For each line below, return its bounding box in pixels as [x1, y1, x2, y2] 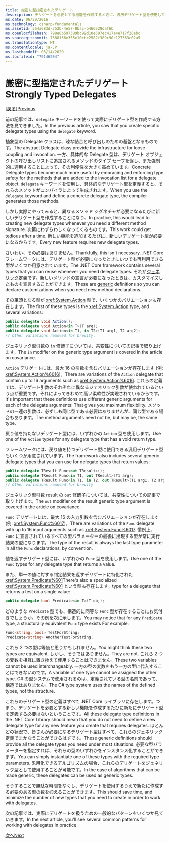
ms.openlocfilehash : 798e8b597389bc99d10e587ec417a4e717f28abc [5, 31, 141, 36]
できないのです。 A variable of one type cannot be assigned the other [14, 669, 157, 675]
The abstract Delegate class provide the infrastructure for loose [13, 145, 146, 151]
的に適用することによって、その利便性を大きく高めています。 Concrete [5, 164, 151, 170]
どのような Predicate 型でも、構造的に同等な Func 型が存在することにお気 [5, 608, 158, 615]
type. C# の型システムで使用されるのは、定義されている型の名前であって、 [5, 675, 160, 682]
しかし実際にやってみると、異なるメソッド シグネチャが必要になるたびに [5, 208, 156, 214]
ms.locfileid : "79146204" [5, 54, 59, 59]
